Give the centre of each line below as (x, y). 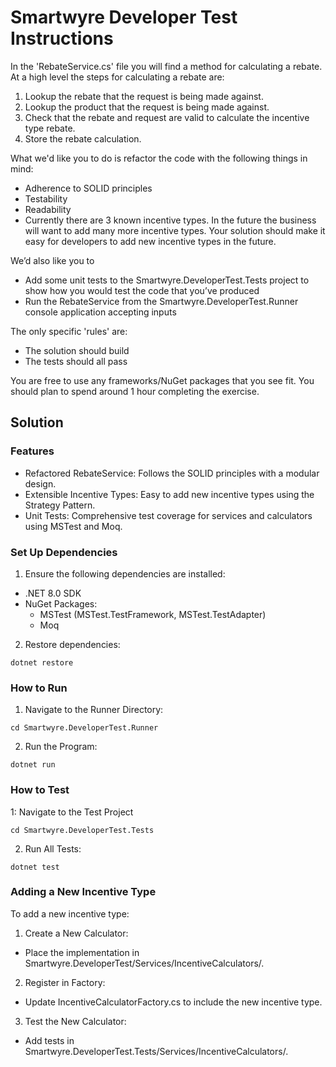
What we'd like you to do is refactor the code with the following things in (159, 158)
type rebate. (50, 128)
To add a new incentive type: (70, 913)
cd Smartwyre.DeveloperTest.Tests (82, 830)
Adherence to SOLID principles (88, 188)
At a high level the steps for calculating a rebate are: (117, 77)
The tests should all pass (76, 361)
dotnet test (35, 867)
